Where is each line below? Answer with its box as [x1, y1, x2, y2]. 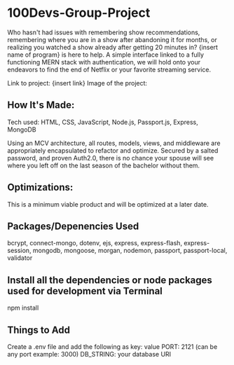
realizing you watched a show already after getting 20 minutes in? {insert [7, 43, 219, 51]
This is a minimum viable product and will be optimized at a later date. [7, 200, 209, 208]
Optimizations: [7, 181, 74, 193]
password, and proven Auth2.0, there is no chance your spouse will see [7, 153, 214, 162]
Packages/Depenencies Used [7, 220, 139, 232]
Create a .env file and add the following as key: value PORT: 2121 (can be [7, 343, 218, 351]
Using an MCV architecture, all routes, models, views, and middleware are [7, 139, 221, 147]
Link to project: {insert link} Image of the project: [7, 78, 148, 87]
